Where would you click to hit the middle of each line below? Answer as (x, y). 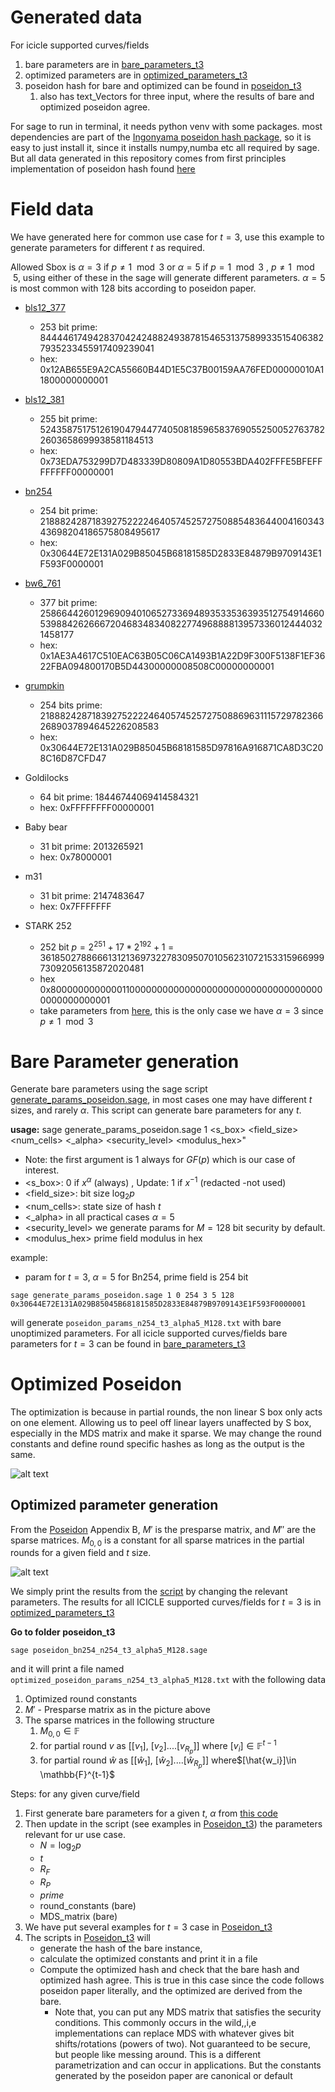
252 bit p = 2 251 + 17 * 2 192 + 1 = (107, 946)
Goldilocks (46, 777)
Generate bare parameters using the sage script (109, 1089)
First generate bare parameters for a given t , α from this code (151, 1813)
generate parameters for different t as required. (108, 247)
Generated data (76, 17)
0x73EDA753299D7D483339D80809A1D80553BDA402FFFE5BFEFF (181, 461)
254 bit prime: (68, 510)
